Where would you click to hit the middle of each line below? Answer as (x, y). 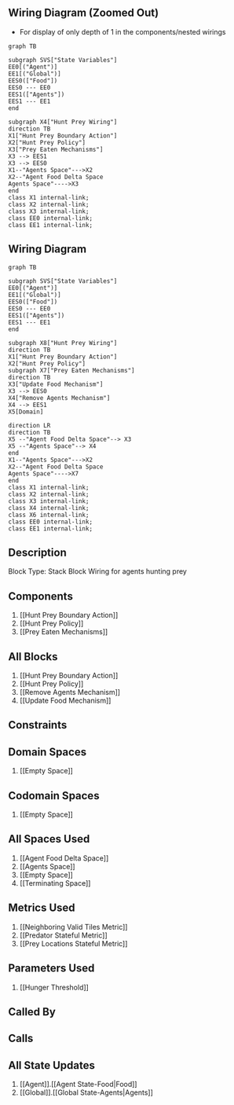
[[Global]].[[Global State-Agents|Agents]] (86, 1092)
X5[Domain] (26, 412)
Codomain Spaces (54, 796)
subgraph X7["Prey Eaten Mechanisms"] (71, 370)
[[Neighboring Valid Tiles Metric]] (73, 927)
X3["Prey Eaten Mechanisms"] (56, 149)
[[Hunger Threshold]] (54, 987)
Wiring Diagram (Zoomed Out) (84, 13)
